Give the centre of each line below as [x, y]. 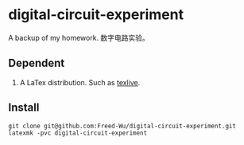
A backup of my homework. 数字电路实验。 [79, 37]
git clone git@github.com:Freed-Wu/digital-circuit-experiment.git [122, 126]
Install [24, 108]
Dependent [37, 63]
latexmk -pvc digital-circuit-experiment [78, 133]
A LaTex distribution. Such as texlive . [80, 82]
